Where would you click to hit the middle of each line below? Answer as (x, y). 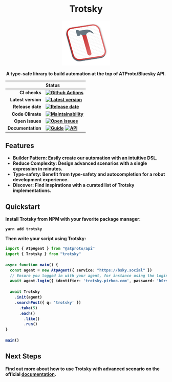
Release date (27, 107)
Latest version (26, 100)
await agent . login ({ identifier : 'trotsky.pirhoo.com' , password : (82, 281)
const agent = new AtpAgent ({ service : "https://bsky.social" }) (81, 270)
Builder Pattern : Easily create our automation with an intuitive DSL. (85, 158)
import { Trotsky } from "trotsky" (43, 254)
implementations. (32, 190)
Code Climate (27, 114)
